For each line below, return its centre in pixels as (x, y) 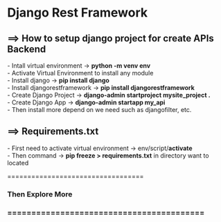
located (18, 163)
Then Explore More (40, 194)
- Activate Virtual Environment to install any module (80, 73)
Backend (27, 49)
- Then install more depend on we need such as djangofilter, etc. (99, 110)
